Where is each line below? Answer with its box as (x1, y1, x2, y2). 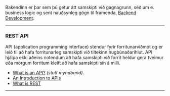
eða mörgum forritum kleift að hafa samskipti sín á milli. (5, 60, 120, 66)
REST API (5, 32, 29, 39)
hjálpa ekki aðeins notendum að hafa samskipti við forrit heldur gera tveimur (5, 55, 164, 61)
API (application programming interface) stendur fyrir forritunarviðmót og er (5, 44, 163, 50)
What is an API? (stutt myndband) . (12, 70, 84, 76)
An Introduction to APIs (12, 75, 61, 81)
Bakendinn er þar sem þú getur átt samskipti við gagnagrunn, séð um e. (5, 5, 154, 10)
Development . (5, 15, 34, 21)
